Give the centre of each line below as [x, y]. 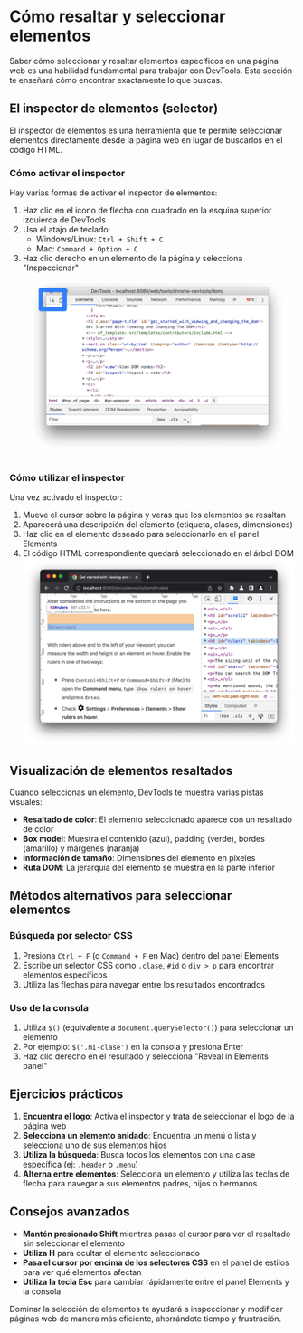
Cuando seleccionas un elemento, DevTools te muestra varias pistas [137, 792]
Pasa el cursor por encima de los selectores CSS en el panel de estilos [156, 1262]
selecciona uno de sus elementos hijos [95, 1145]
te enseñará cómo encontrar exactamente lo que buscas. [116, 80]
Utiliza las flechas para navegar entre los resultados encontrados [143, 984]
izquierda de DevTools [64, 220]
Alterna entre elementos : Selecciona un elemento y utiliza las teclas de [156, 1174]
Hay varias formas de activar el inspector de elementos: [114, 193]
